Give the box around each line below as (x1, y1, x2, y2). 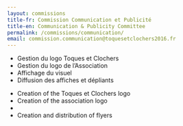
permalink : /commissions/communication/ (7, 29, 125, 36)
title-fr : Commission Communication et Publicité (7, 16, 152, 23)
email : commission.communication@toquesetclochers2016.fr (7, 36, 176, 42)
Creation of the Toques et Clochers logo (16, 90, 131, 98)
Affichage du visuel (16, 69, 72, 77)
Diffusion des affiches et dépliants (16, 76, 114, 84)
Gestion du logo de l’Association (16, 62, 108, 70)
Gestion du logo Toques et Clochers (16, 54, 119, 62)
